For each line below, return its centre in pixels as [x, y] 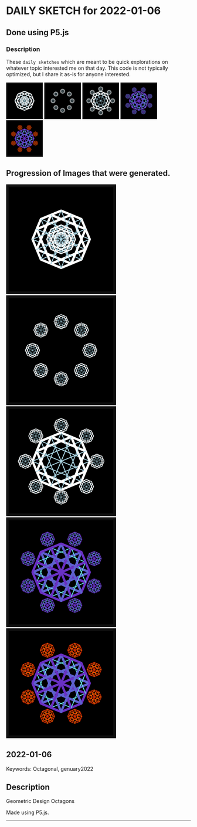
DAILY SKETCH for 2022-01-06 [84, 11]
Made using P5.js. [28, 812]
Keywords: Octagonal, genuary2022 [50, 768]
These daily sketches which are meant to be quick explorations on [87, 62]
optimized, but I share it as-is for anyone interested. [68, 74]
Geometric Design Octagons [40, 801]
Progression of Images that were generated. [88, 173]
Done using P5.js [38, 33]
